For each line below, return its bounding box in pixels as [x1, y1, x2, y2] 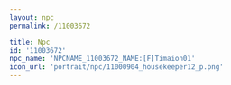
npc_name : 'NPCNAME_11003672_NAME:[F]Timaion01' [9, 55, 196, 64]
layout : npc [9, 13, 54, 22]
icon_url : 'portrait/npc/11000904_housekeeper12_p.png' [9, 63, 224, 72]
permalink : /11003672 [9, 21, 91, 30]
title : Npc [9, 38, 51, 47]
